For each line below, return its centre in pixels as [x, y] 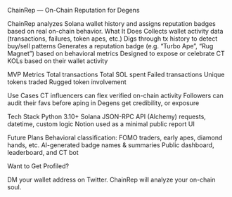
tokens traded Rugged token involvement [67, 82]
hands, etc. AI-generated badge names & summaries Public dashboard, [111, 145]
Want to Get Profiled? [38, 166]
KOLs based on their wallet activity [58, 61]
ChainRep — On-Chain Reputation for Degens [73, 10]
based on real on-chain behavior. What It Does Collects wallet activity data [115, 31]
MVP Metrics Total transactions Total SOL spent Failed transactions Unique [116, 74]
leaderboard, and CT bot [43, 152]
